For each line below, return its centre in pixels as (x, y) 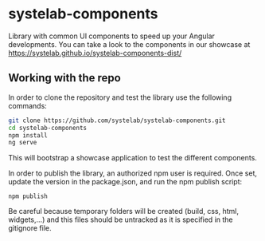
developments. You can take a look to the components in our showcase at (129, 44)
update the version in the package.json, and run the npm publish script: (125, 182)
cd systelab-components (48, 128)
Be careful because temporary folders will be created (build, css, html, (124, 211)
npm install (28, 135)
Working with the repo (64, 78)
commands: (28, 105)
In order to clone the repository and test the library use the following (120, 97)
